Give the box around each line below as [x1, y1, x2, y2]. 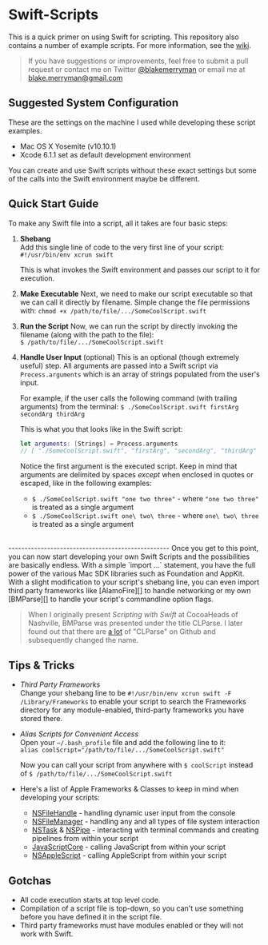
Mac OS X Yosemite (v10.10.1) [19, 142, 117, 151]
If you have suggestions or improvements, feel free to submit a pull [27, 56, 249, 66]
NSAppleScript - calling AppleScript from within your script [31, 851, 226, 860]
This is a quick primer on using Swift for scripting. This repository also [8, 32, 240, 42]
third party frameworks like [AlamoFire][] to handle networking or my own [8, 586, 251, 596]
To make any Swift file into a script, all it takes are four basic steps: [8, 218, 229, 228]
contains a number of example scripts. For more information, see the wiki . [8, 40, 252, 50]
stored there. [19, 714, 62, 724]
